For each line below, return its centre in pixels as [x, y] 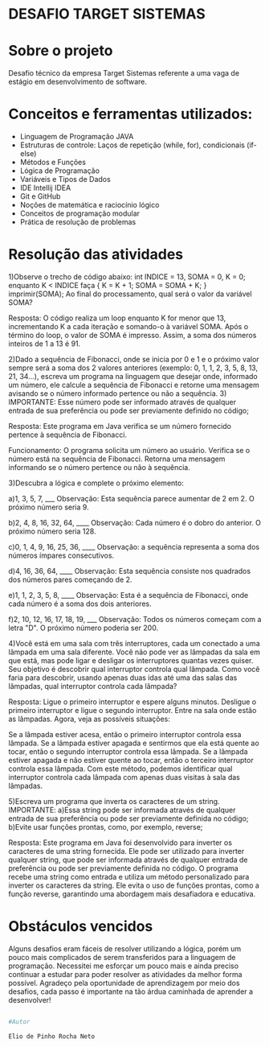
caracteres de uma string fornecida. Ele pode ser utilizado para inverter [126, 851]
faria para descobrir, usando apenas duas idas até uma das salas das [123, 678]
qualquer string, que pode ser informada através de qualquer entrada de [128, 859]
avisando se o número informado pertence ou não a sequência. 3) [118, 394]
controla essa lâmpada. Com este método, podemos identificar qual [120, 769]
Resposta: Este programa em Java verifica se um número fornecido [120, 426]
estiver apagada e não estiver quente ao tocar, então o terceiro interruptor [131, 760]
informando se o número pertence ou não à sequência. [99, 467]
